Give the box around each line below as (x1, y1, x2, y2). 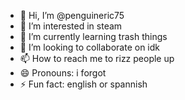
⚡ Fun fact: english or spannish (19, 78, 148, 90)
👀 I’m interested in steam (19, 20, 123, 32)
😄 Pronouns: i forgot (19, 67, 107, 79)
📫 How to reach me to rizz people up (19, 53, 175, 64)
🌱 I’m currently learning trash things (19, 31, 168, 42)
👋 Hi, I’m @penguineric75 (19, 10, 125, 21)
